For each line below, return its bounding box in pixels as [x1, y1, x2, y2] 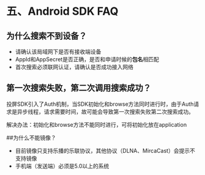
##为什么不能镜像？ [6, 134, 56, 141]
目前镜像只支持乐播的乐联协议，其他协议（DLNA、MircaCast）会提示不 [15, 147, 196, 154]
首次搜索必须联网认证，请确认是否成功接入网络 [15, 64, 133, 70]
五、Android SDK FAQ [6, 4, 119, 18]
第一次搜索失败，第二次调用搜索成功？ [6, 83, 151, 94]
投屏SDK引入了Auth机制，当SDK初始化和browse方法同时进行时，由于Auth [6, 100, 194, 108]
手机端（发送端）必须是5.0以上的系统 [15, 162, 110, 169]
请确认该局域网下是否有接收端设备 [15, 48, 102, 55]
